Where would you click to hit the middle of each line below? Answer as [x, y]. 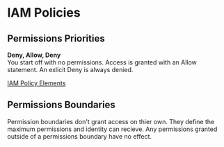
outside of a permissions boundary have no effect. [79, 136]
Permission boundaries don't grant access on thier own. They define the [111, 121]
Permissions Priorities [56, 38]
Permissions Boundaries [62, 105]
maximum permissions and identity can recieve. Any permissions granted [112, 129]
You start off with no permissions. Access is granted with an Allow [102, 62]
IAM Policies [44, 13]
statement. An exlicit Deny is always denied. [70, 70]
